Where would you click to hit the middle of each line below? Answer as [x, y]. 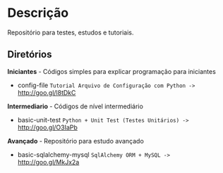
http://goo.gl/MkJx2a [48, 162]
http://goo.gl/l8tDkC [47, 92]
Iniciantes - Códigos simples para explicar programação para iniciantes [112, 71]
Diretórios [30, 55]
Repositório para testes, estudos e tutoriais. [71, 32]
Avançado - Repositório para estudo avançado [76, 141]
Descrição [38, 13]
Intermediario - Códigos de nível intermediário [75, 106]
